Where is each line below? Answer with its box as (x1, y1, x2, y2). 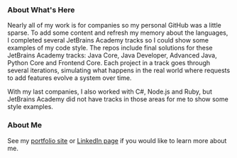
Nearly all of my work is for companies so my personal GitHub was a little (7, 21, 221, 30)
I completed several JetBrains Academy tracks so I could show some (7, 36, 209, 45)
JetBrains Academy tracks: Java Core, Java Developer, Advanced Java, (7, 51, 218, 60)
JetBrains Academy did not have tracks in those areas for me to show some (7, 95, 228, 103)
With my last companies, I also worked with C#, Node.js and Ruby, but (7, 87, 213, 96)
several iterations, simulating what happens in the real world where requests (7, 66, 231, 75)
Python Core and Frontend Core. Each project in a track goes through (7, 59, 211, 67)
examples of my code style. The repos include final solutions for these (7, 44, 213, 52)
